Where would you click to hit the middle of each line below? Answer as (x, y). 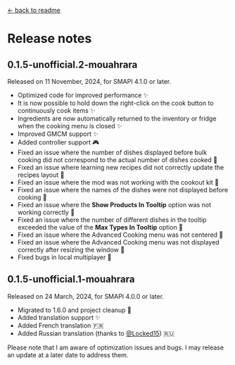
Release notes (50, 39)
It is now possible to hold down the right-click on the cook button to (115, 103)
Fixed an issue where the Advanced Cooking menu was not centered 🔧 (120, 235)
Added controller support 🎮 (58, 142)
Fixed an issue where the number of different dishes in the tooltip (112, 220)
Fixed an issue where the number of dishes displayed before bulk (112, 152)
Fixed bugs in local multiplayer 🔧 (64, 257)
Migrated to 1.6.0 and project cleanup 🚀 (74, 310)
